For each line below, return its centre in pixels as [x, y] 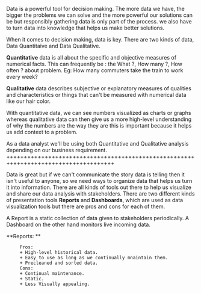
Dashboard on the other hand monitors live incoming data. [78, 224]
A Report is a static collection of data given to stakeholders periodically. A [98, 218]
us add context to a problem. [42, 132]
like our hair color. [29, 101]
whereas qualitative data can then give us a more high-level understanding [99, 119]
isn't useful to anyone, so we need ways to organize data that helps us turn [99, 181]
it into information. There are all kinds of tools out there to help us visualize [99, 187]
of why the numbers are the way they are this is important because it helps [99, 125]
